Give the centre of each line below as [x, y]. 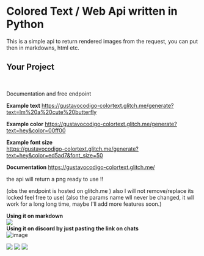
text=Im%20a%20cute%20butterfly [52, 112]
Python [25, 24]
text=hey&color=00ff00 [36, 130]
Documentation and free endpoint [49, 94]
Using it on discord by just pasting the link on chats [73, 228]
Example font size [30, 142]
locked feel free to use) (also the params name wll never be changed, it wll [100, 197]
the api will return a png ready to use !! [55, 179]
